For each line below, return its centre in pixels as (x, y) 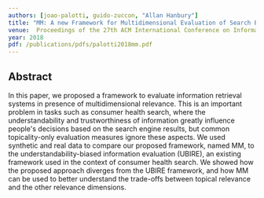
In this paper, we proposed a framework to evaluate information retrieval (125, 95)
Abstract (30, 77)
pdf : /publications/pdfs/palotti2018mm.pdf (81, 45)
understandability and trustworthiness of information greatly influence (122, 120)
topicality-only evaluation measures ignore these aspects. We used (117, 137)
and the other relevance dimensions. (68, 187)
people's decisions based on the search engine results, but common (119, 128)
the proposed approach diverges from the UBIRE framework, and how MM (128, 170)
